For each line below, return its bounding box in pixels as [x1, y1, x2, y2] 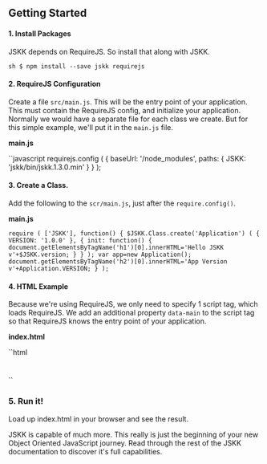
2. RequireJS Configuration [8, 79, 102, 89]
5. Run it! [8, 396, 44, 407]
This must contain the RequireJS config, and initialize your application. [8, 105, 241, 115]
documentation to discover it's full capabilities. [8, 446, 163, 456]
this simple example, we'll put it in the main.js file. [8, 122, 174, 132]
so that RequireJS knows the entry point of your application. [8, 316, 207, 326]
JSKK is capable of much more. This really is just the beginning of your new [8, 429, 259, 439]
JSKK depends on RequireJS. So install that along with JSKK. [8, 47, 211, 56]
